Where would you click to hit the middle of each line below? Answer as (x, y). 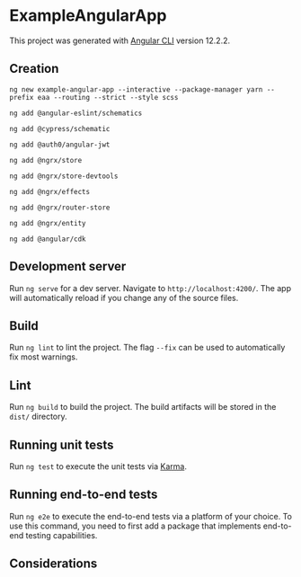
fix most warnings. (44, 357)
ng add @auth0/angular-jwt (60, 145)
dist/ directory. (38, 417)
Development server (68, 266)
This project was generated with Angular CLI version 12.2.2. (120, 40)
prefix (22, 97)
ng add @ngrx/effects (50, 191)
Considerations (53, 564)
